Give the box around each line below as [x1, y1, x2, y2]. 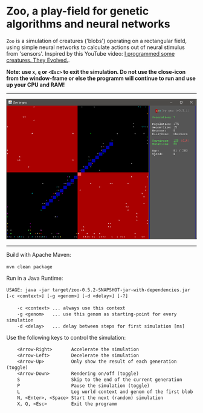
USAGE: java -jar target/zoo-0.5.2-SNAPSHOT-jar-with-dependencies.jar [6, 287, 190, 293]
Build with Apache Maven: [6, 251, 71, 259]
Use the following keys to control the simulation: [6, 334, 126, 342]
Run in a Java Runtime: [6, 274, 63, 282]
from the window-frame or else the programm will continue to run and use [6, 74, 196, 82]
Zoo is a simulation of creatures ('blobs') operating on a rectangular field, [6, 37, 187, 44]
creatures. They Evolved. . [6, 56, 70, 64]
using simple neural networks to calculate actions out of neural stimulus [6, 44, 185, 51]
